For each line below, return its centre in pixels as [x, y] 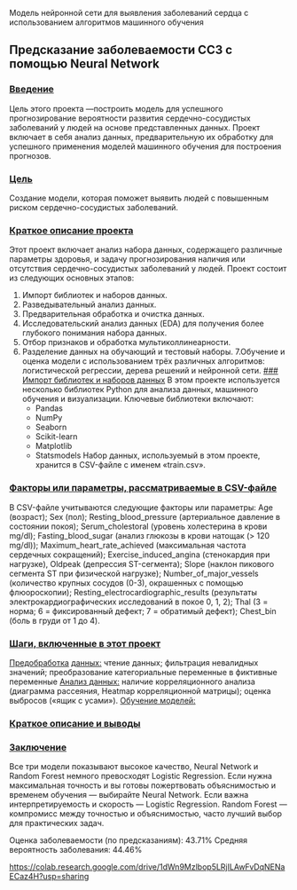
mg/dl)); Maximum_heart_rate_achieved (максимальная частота [128, 545]
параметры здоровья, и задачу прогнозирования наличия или [127, 259]
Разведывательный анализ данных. [89, 304]
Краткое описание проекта [71, 230]
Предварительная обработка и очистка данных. [113, 314]
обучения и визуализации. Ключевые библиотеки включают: [138, 399]
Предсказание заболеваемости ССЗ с [121, 50]
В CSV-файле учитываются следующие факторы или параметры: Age [141, 507]
